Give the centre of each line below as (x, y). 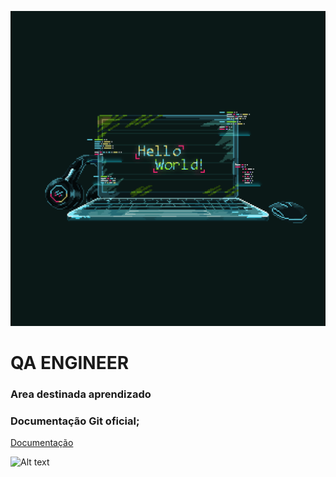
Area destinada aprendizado (81, 394)
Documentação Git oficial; (75, 421)
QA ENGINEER (70, 363)
